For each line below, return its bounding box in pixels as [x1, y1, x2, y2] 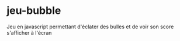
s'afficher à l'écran [6, 29, 52, 36]
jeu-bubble [6, 4, 61, 17]
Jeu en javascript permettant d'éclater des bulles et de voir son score [6, 23, 174, 30]
